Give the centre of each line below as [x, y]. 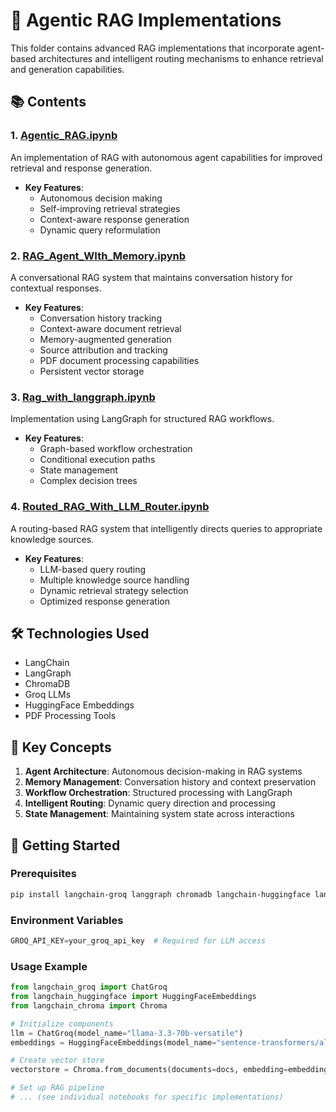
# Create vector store [57, 1060]
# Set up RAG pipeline [57, 1088]
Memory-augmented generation [105, 339]
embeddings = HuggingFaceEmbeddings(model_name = [113, 1042]
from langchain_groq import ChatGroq [89, 987]
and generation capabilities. [67, 69]
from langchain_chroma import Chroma [89, 1005]
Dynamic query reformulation [100, 230]
